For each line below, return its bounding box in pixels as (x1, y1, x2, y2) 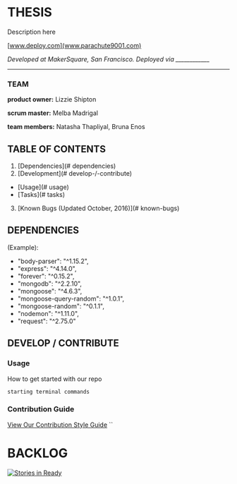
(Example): (7, 243, 39, 251)
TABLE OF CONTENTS (7, 143, 106, 155)
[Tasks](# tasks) (17, 190, 66, 199)
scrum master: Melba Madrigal (7, 109, 99, 117)
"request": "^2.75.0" (17, 317, 76, 325)
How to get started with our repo (7, 375, 102, 383)
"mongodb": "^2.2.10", (17, 279, 83, 288)
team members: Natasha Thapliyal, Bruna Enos (7, 123, 146, 131)
